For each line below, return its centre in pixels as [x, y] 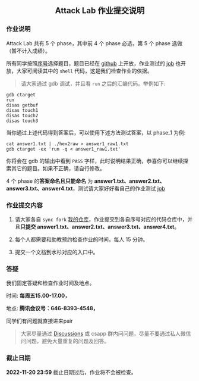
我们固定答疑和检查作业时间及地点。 [50, 283]
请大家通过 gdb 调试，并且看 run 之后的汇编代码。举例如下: [93, 83]
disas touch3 [22, 121]
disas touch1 [22, 110]
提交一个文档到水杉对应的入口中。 [56, 252]
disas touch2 [22, 115]
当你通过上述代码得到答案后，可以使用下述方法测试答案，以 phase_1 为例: [96, 132]
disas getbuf [22, 105]
